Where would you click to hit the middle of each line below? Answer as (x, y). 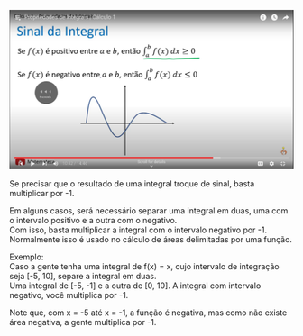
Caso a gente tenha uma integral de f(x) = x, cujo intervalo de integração (144, 266)
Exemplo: (27, 257)
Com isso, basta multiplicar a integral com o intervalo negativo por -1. (138, 230)
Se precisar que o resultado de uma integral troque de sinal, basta (132, 184)
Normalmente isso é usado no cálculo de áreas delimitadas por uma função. (151, 239)
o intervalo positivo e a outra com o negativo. (93, 220)
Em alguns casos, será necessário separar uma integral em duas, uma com (149, 211)
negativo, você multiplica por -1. (69, 295)
